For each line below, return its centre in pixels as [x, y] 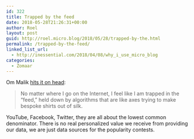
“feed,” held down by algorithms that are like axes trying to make [98, 100]
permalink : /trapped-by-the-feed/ [48, 44]
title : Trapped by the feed [40, 17]
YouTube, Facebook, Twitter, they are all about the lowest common [86, 117]
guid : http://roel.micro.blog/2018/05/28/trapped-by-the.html [83, 39]
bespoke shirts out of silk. [51, 106]
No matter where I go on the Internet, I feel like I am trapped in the [100, 93]
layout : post [22, 33]
